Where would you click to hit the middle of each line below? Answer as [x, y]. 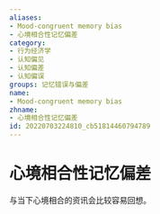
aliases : [26, 18]
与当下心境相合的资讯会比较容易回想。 [80, 200]
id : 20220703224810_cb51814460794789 [80, 127]
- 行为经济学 [30, 51]
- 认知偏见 [27, 59]
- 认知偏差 [27, 68]
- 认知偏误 [27, 76]
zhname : [24, 110]
